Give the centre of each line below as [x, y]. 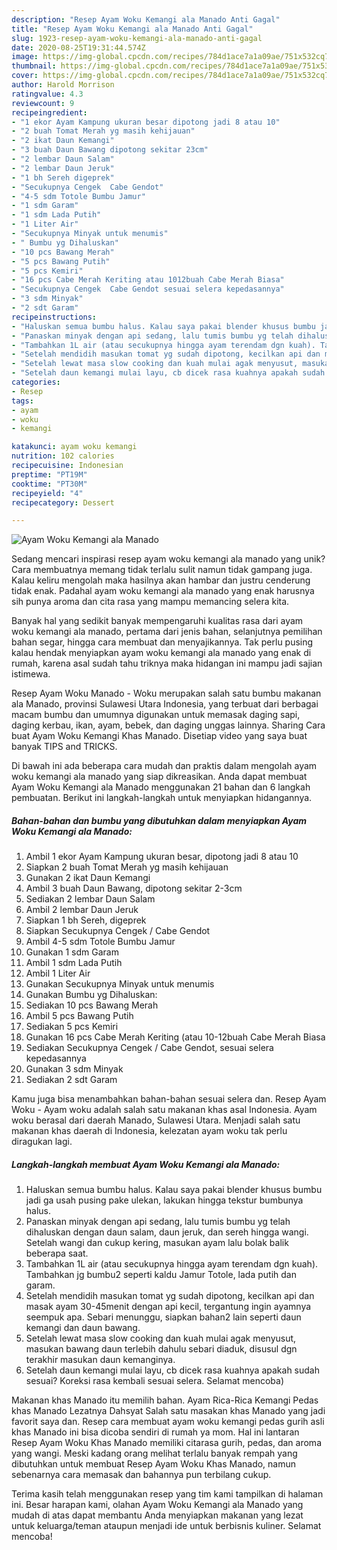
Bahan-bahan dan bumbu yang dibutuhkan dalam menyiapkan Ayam [159, 820]
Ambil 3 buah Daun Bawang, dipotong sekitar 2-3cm [134, 888]
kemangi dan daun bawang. [83, 1328]
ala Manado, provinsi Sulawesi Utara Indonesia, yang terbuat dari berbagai [165, 704]
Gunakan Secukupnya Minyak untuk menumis [120, 984]
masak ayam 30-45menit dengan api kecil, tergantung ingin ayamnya [168, 1307]
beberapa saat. [57, 1253]
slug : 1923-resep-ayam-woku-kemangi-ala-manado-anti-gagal [137, 38]
